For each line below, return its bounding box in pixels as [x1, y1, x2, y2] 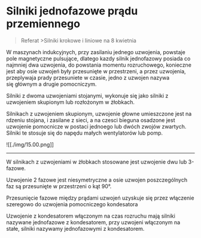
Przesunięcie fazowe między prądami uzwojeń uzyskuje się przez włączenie [6, 194, 194, 201]
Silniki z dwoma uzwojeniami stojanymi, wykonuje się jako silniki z [6, 92, 169, 99]
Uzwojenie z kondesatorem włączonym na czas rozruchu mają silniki [6, 212, 175, 219]
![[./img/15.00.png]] [6, 141, 54, 148]
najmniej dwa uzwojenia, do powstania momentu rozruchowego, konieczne [6, 61, 191, 69]
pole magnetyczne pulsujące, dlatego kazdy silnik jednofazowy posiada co [6, 55, 191, 62]
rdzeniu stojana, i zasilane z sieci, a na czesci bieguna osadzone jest [6, 116, 175, 124]
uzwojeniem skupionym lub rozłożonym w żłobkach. [6, 98, 135, 106]
